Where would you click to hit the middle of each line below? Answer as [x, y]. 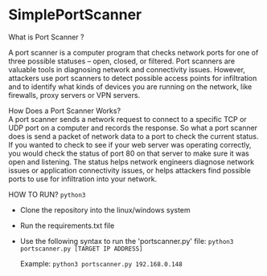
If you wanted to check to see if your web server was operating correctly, [130, 144]
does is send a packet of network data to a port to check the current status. [133, 136]
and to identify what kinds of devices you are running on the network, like [130, 87]
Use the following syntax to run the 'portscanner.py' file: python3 [127, 241]
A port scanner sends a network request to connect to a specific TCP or [127, 119]
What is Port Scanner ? [46, 37]
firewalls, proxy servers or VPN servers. [74, 95]
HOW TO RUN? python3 [47, 194]
